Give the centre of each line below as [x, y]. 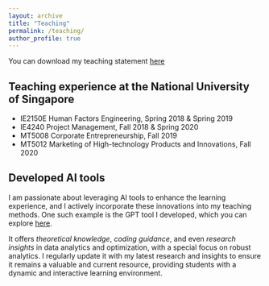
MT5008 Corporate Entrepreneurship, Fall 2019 [98, 136]
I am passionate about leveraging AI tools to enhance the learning [117, 197]
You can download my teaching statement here [87, 61]
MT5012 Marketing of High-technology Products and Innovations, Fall [135, 144]
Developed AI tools [57, 178]
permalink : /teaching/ [46, 31]
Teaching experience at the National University [129, 87]
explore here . [30, 223]
